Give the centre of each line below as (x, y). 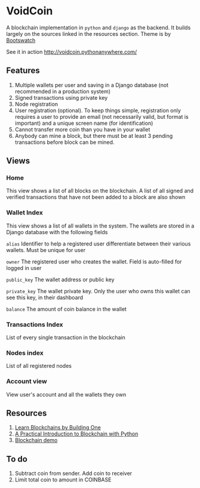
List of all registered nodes (39, 366)
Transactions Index (35, 324)
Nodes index (25, 352)
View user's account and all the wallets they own (66, 394)
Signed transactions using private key (61, 97)
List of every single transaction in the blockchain (66, 337)
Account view (27, 382)
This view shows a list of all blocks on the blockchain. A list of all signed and (100, 191)
